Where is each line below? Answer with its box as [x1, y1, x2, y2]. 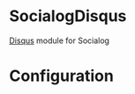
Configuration [9, 66, 115, 86]
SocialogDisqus [9, 6, 127, 26]
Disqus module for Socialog [9, 35, 110, 46]
